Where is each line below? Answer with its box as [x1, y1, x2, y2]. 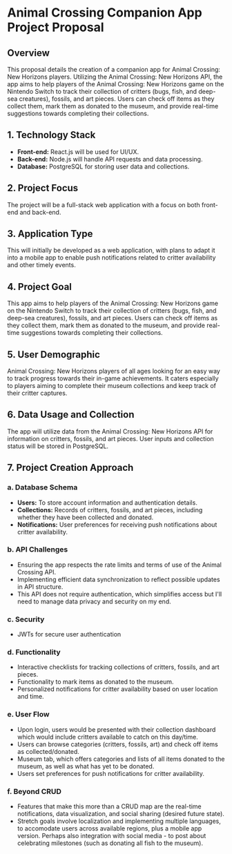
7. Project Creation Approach [7, 462, 134, 474]
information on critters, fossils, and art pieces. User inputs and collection [7, 434, 214, 443]
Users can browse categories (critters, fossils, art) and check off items [17, 740, 219, 748]
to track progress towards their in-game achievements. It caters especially [7, 374, 219, 382]
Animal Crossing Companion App [7, 5, 202, 21]
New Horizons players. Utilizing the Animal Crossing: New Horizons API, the [7, 72, 223, 81]
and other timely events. [7, 261, 76, 269]
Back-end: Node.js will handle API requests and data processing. [17, 155, 203, 163]
